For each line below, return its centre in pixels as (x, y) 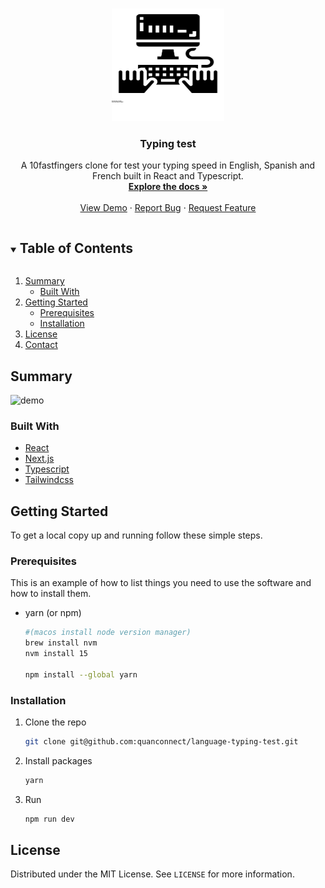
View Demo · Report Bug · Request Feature (168, 208)
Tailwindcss (49, 480)
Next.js (39, 459)
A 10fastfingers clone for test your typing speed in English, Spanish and (168, 165)
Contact (41, 345)
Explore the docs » (168, 187)
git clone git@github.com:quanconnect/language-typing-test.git (161, 742)
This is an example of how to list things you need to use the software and (161, 583)
